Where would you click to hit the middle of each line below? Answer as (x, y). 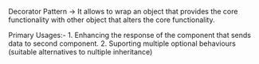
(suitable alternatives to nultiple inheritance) (80, 52)
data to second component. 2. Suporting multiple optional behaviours (122, 43)
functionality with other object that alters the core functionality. (112, 20)
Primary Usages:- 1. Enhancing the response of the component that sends (129, 35)
